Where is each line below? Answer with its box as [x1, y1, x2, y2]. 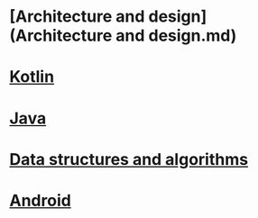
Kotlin [9, 67, 55, 87]
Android [9, 190, 72, 211]
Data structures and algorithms [9, 149, 249, 169]
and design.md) [115, 25, 237, 46]
